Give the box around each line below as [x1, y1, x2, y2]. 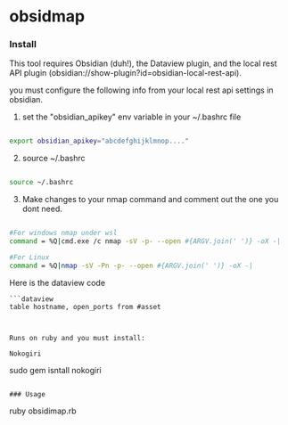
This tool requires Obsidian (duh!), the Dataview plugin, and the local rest [9, 58, 277, 69]
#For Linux [9, 252, 50, 262]
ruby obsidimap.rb [9, 405, 78, 416]
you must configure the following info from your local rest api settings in [9, 85, 274, 95]
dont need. [21, 203, 62, 215]
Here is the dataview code [9, 277, 105, 288]
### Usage [9, 389, 46, 398]
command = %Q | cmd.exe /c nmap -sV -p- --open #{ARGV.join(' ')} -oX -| [9, 237, 281, 246]
